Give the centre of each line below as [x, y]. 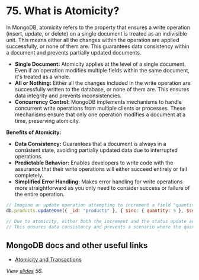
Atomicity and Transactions [48, 260]
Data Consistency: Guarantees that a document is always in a [91, 144]
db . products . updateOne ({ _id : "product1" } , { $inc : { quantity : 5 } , [95, 211]
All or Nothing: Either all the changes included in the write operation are [102, 83]
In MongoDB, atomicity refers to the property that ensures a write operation [98, 27]
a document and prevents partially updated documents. [74, 52]
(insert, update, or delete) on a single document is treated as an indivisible [97, 33]
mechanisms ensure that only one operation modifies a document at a [100, 114]
